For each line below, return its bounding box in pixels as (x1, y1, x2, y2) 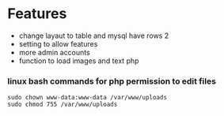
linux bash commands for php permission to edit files (7, 76, 217, 87)
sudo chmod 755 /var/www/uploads (7, 100, 118, 109)
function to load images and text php (18, 56, 139, 65)
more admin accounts (18, 47, 90, 57)
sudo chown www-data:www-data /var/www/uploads (7, 94, 168, 102)
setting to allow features (18, 39, 98, 48)
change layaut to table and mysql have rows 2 (18, 31, 169, 40)
